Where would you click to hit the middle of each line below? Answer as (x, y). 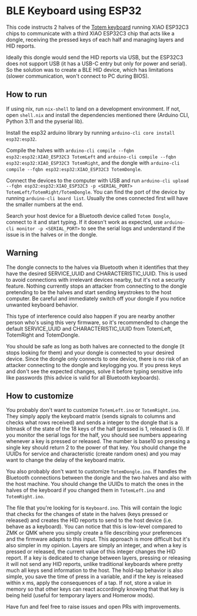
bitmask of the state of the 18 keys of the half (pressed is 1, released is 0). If (98, 429)
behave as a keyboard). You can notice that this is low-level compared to (94, 527)
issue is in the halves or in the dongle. (52, 234)
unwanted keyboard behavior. (42, 305)
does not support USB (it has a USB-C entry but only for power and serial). (96, 64)
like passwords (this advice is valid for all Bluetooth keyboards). (83, 377)
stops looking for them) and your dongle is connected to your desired (90, 352)
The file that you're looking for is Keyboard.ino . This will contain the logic (94, 508)
